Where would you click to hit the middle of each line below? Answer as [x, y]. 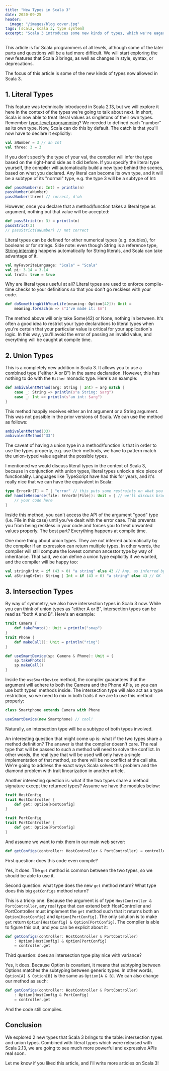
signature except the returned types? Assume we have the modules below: [83, 786]
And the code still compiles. [34, 1009]
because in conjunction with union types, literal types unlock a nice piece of [84, 471]
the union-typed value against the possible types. [57, 456]
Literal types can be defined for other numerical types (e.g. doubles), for [80, 240]
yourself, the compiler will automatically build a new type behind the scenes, [84, 168]
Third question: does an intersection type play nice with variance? [73, 955]
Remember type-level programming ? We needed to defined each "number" [83, 122]
